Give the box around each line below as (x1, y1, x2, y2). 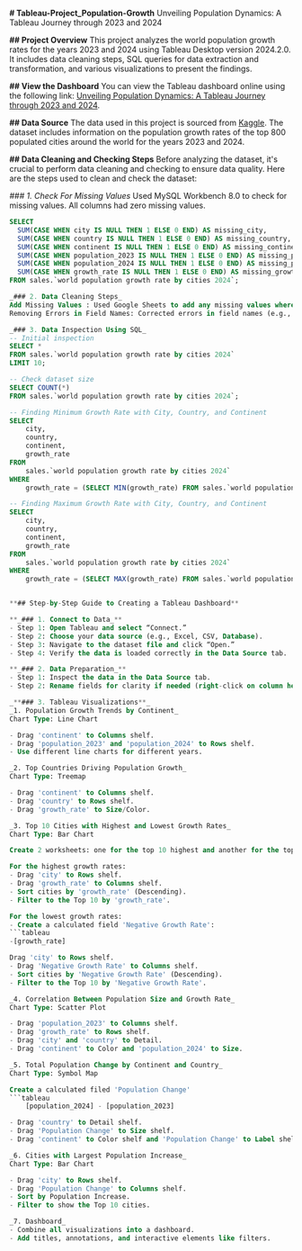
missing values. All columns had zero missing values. (9, 200, 207, 211)
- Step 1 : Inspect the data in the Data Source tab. (9, 673, 211, 682)
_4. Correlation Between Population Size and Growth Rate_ (9, 994, 235, 1003)
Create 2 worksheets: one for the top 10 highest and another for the (9, 846, 280, 855)
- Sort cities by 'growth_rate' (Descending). (9, 886, 187, 896)
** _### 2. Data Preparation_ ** (9, 665, 127, 674)
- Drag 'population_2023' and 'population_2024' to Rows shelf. (9, 739, 255, 748)
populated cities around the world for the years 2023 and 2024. (9, 137, 245, 147)
